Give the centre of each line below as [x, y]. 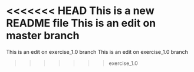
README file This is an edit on [81, 23]
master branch [43, 36]
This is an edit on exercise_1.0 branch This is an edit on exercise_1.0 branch [97, 52]
